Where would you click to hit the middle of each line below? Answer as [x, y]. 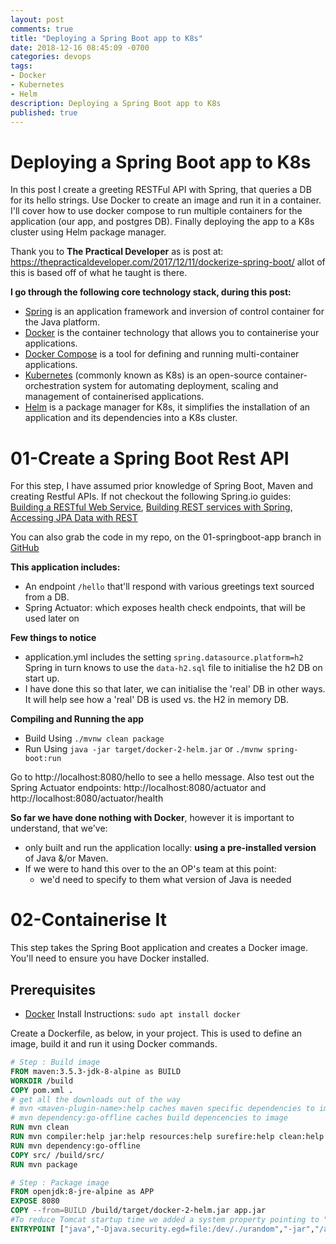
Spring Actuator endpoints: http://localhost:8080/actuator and [138, 788]
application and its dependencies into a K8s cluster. [131, 418]
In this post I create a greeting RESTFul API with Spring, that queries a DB [161, 190]
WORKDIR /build [42, 1081]
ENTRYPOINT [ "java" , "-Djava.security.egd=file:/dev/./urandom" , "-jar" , [162, 1229]
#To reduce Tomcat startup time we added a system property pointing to [165, 1220]
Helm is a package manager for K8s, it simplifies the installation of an [167, 407]
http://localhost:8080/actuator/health [87, 798]
